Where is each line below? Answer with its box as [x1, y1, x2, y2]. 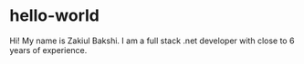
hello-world [9, 5, 100, 26]
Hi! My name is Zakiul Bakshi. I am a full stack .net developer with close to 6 [9, 35, 295, 46]
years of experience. [9, 44, 88, 55]
